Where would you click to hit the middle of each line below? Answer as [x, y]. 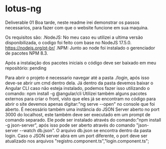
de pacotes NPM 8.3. [27, 53]
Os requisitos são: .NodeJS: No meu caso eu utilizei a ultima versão [74, 37]
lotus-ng [23, 9]
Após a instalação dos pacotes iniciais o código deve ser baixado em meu [81, 63]
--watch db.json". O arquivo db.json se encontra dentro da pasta [85, 130]
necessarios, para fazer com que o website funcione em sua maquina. [77, 27]
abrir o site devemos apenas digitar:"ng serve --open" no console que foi [80, 104]
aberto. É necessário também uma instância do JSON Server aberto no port [82, 109]
